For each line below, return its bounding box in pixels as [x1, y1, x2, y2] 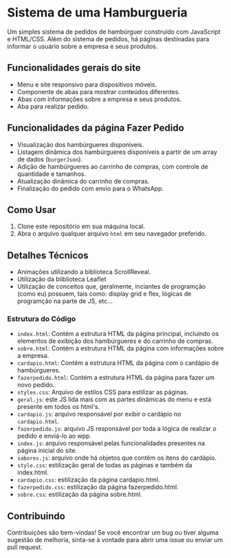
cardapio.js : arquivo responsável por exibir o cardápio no [16, 410, 181, 418]
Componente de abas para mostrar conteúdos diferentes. [16, 87, 181, 96]
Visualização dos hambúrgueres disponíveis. [16, 140, 144, 148]
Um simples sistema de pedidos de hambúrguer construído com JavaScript [7, 27, 221, 36]
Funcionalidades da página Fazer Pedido [7, 122, 184, 134]
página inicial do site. [16, 447, 78, 455]
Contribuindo [7, 510, 65, 522]
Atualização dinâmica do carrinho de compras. [16, 177, 150, 185]
